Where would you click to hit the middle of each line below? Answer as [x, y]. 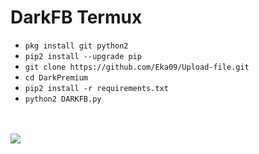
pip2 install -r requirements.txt [96, 88]
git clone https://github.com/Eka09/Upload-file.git [137, 67]
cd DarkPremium [56, 77]
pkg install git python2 [76, 46]
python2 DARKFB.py [63, 99]
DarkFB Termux [76, 17]
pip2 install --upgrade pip [83, 56]
